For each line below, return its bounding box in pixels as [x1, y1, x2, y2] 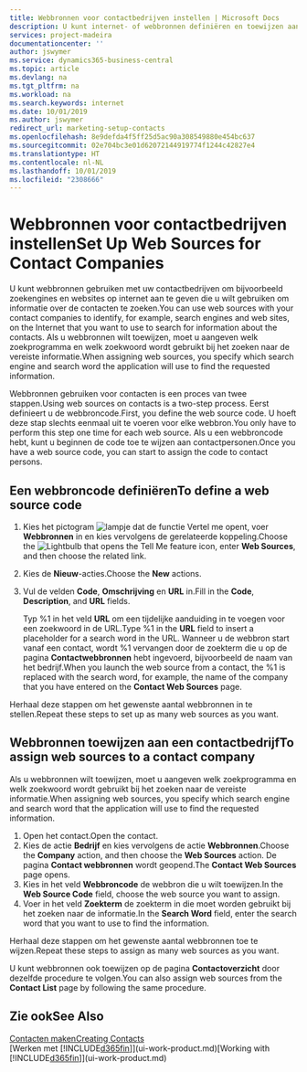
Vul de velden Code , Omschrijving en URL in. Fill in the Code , [22, 586, 254, 597]
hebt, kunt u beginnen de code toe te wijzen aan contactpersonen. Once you [9, 437, 296, 448]
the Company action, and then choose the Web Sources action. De [22, 849, 277, 860]
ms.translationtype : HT [9, 149, 101, 158]
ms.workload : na [9, 90, 71, 99]
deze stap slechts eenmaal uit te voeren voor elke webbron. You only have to [9, 418, 297, 429]
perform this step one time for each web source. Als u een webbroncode [9, 427, 283, 439]
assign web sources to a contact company [9, 749, 256, 765]
